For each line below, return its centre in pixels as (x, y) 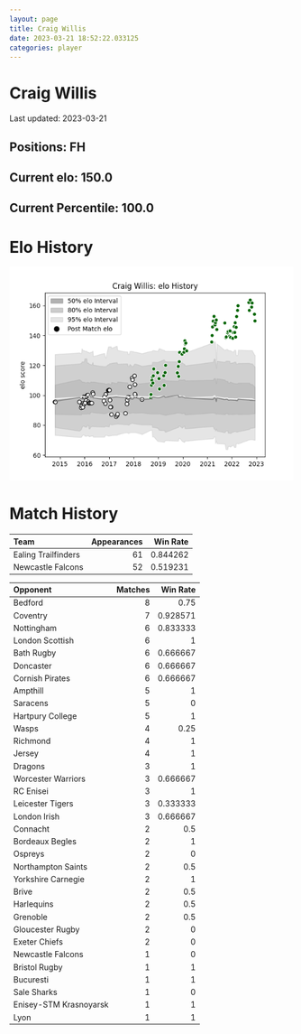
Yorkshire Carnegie (49, 879)
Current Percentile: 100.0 (82, 208)
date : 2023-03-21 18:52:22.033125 (74, 38)
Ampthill (28, 691)
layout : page (34, 19)
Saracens (31, 703)
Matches (133, 590)
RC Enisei (31, 791)
